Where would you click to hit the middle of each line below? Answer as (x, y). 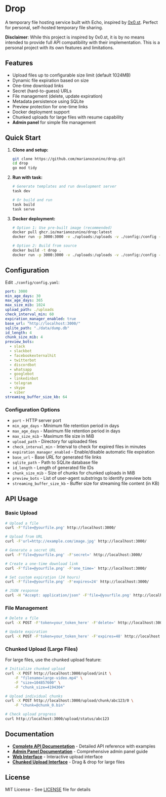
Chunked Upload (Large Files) (41, 649)
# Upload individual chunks (34, 696)
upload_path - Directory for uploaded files (55, 441)
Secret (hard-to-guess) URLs (42, 91)
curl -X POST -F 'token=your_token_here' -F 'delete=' (61, 623)
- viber (18, 392)
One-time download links (38, 85)
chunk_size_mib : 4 (24, 337)
